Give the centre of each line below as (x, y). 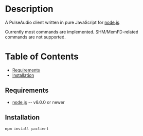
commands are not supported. (36, 37)
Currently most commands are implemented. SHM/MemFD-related (72, 32)
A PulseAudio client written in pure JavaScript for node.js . (63, 22)
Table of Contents (42, 57)
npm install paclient (27, 129)
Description (29, 9)
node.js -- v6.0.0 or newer (38, 102)
